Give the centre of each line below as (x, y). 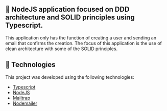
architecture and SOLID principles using (70, 18)
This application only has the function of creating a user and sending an (81, 38)
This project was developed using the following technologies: (70, 77)
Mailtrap (21, 98)
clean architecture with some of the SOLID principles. (62, 49)
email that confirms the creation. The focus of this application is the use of (83, 43)
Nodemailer (25, 103)
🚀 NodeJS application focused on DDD (67, 9)
